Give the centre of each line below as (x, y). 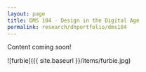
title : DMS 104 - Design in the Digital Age (73, 20)
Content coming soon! (39, 47)
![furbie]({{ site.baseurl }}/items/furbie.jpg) (69, 61)
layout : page (26, 14)
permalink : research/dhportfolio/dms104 (67, 27)
